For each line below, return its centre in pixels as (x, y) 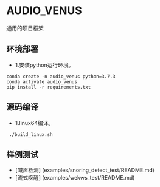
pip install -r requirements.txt (49, 87)
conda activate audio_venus (42, 82)
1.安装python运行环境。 (44, 65)
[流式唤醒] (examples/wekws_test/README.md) (75, 178)
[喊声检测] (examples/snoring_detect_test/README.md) (85, 170)
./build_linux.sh (31, 134)
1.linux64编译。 (34, 123)
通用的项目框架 (25, 28)
